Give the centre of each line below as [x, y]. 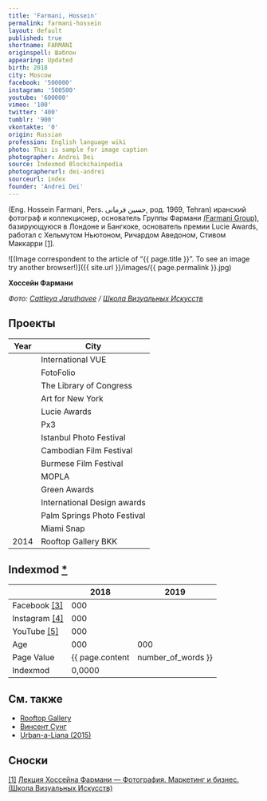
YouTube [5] [35, 632]
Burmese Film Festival [82, 463]
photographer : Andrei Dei [51, 157]
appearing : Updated [41, 61]
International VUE [74, 359]
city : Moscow [30, 75]
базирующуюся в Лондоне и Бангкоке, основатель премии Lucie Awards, [133, 226]
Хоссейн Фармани [41, 283]
